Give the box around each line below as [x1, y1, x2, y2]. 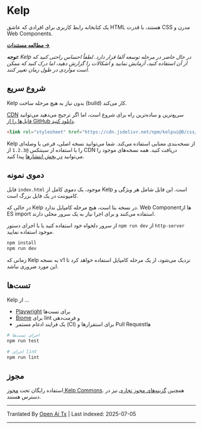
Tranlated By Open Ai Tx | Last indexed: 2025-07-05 [7, 410, 137, 418]
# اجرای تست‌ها [7, 332, 40, 338]
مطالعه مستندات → [7, 41, 50, 49]
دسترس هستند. [7, 393, 41, 400]
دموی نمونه [7, 170, 44, 180]
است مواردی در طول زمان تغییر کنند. [7, 65, 89, 73]
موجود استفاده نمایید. [7, 228, 55, 236]
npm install [7, 240, 37, 246]
